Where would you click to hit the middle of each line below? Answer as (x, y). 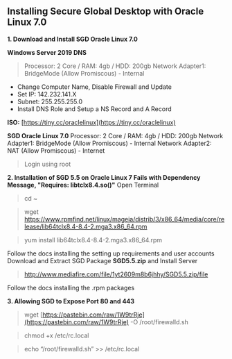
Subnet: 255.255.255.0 (50, 101)
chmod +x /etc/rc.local (56, 335)
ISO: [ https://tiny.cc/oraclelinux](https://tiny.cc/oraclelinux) (91, 122)
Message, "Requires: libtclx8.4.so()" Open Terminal (83, 185)
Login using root (47, 164)
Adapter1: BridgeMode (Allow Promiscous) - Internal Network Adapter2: (110, 143)
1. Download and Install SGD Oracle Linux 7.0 (73, 39)
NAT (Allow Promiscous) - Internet (56, 150)
